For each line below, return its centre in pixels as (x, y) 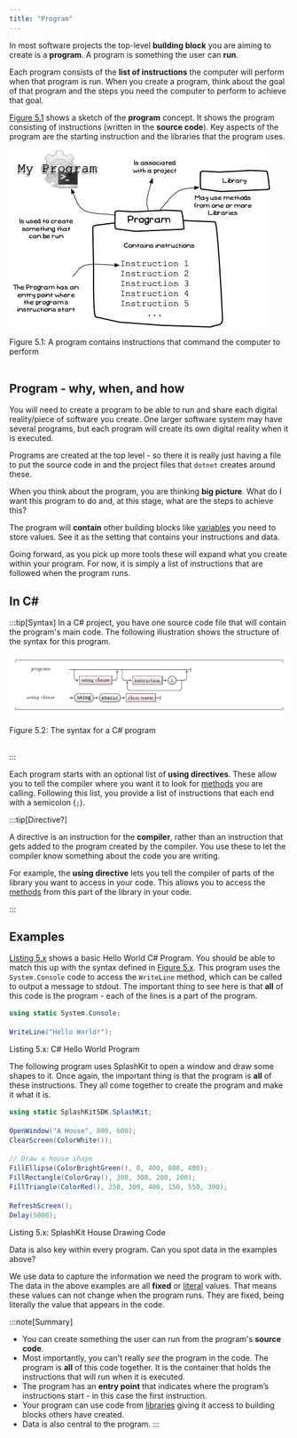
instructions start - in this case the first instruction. (114, 1395)
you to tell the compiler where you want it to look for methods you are (136, 783)
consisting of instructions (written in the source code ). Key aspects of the (144, 127)
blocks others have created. (73, 1414)
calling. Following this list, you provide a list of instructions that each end (142, 793)
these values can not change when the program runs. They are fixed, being (147, 1295)
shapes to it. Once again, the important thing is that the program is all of (141, 1076)
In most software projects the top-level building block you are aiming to (141, 45)
